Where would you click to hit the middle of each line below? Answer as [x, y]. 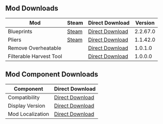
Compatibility [24, 97]
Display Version [27, 106]
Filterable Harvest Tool [35, 56]
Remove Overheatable [34, 48]
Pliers [15, 39]
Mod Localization [29, 114]
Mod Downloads [32, 8]
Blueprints [20, 31]
